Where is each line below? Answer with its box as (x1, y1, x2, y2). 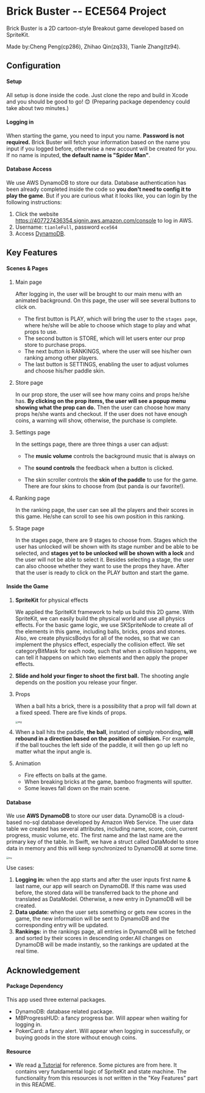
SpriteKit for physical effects (15, 596, 88, 604)
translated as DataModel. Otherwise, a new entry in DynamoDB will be (15, 895, 192, 903)
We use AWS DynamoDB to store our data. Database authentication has (6, 179, 187, 186)
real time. (15, 947, 39, 955)
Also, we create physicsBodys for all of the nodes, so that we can (15, 634, 180, 642)
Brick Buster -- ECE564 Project (6, 4, 167, 18)
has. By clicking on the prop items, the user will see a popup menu (15, 397, 186, 404)
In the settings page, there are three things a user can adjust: (15, 440, 169, 448)
